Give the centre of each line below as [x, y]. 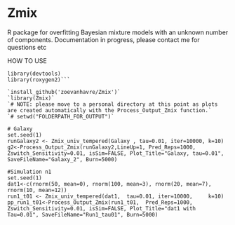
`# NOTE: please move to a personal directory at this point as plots [113, 104]
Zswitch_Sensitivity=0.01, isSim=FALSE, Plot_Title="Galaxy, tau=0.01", [116, 153]
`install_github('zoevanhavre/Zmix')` [64, 92]
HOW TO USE [27, 60]
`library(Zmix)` [31, 98]
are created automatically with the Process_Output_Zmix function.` [109, 110]
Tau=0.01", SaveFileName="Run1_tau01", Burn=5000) [83, 214]
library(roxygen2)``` [39, 80]
